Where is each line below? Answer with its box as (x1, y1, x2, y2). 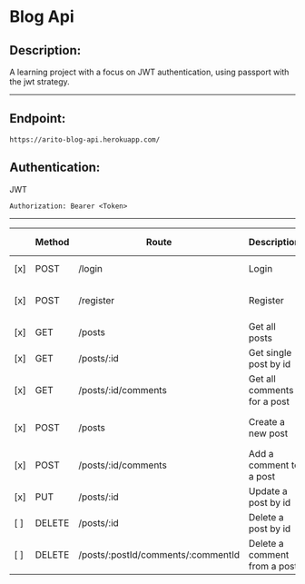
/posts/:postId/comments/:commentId (78, 548, 241, 560)
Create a (248, 415, 286, 428)
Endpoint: (9, 111, 66, 126)
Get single (248, 346, 292, 359)
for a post (248, 395, 290, 408)
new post (248, 427, 289, 440)
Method (34, 235, 70, 248)
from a (248, 559, 277, 572)
